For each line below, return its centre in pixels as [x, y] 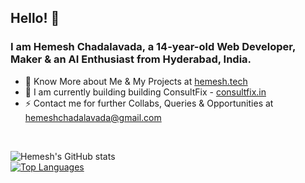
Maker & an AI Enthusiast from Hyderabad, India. [131, 59]
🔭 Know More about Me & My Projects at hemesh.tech [136, 81]
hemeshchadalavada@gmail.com [93, 117]
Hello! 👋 [35, 18]
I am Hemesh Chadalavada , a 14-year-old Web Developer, [153, 47]
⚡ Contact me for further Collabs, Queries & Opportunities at [149, 103]
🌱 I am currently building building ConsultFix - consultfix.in [145, 92]
